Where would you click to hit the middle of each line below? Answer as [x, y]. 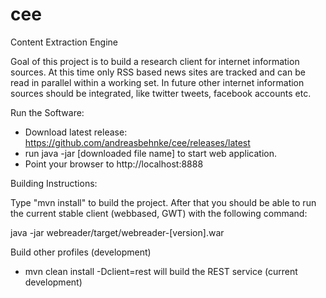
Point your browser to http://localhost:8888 [114, 164]
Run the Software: [47, 112]
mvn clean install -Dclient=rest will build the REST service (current [161, 271]
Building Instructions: [54, 183]
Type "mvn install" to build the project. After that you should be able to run [163, 202]
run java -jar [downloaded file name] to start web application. [151, 153]
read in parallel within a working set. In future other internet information [157, 82]
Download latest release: [76, 132]
